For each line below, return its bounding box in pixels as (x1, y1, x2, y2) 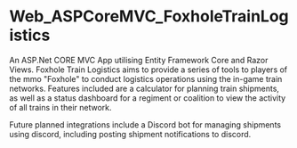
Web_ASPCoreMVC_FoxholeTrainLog (9, 6, 289, 27)
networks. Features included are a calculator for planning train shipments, (9, 83, 280, 94)
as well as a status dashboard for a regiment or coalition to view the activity (9, 92, 286, 103)
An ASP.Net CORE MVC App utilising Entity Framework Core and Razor (9, 54, 269, 65)
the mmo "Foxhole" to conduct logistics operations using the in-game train (9, 73, 283, 84)
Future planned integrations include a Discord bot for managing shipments (9, 119, 282, 130)
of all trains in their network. (9, 102, 113, 112)
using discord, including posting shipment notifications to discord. (9, 128, 252, 139)
